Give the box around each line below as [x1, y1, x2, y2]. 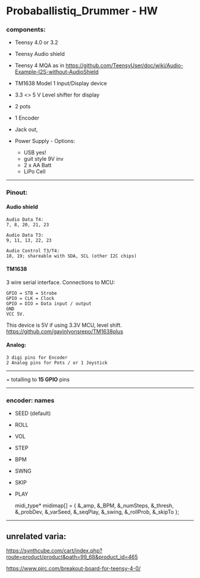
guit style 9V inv [23, 155, 64, 163]
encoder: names [6, 396, 55, 404]
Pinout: [6, 189, 28, 197]
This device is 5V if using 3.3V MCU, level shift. [6, 321, 122, 329]
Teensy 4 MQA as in [14, 62, 64, 69]
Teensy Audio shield [14, 51, 65, 58]
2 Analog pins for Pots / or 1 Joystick [6, 360, 108, 366]
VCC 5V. [6, 311, 26, 317]
